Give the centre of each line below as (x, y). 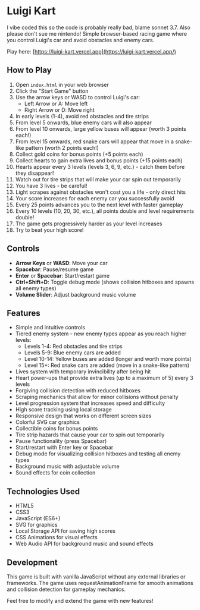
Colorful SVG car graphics (47, 422)
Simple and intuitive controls (50, 328)
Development (32, 562)
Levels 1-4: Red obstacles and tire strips (73, 347)
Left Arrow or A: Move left (56, 103)
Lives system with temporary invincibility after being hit (83, 372)
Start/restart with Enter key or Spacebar (64, 448)
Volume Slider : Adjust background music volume (76, 294)
